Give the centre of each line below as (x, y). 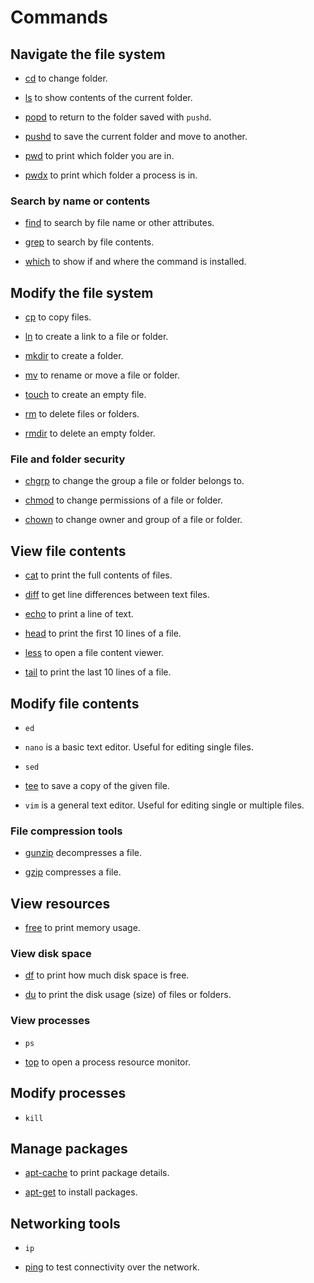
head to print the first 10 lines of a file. (103, 633)
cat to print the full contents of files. (98, 575)
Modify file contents (75, 703)
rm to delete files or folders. (82, 414)
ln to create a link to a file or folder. (96, 337)
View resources (60, 903)
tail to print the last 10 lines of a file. (98, 672)
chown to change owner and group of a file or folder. (133, 520)
